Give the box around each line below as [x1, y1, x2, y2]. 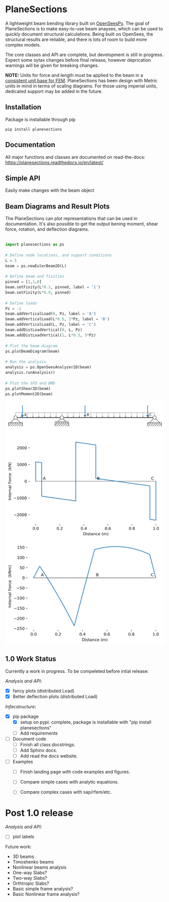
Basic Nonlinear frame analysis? [12, 891, 80, 897]
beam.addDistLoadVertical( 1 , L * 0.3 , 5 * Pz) [5, 332, 96, 337]
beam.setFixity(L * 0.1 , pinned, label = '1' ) [5, 285, 101, 290]
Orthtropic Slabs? [12, 880, 50, 886]
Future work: [5, 844, 32, 850]
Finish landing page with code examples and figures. [20, 769, 131, 775]
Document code [12, 736, 47, 742]
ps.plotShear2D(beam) [5, 386, 51, 391]
